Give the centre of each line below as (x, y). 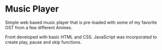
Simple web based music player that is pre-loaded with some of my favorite (81, 22)
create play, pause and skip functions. (43, 42)
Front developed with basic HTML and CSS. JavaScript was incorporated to (81, 37)
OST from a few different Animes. (39, 27)
